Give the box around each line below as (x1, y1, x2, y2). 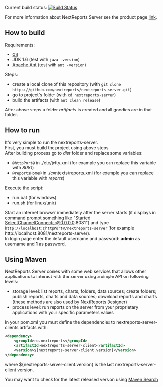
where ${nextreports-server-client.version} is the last (5, 361, 114, 367)
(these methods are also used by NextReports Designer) (12, 299, 127, 305)
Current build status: (5, 5, 47, 10)
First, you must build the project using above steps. (5, 144, 110, 151)
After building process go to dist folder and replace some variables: (5, 150, 143, 156)
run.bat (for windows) (12, 194, 57, 200)
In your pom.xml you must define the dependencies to (5, 319, 115, 325)
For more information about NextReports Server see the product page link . (5, 14, 157, 20)
